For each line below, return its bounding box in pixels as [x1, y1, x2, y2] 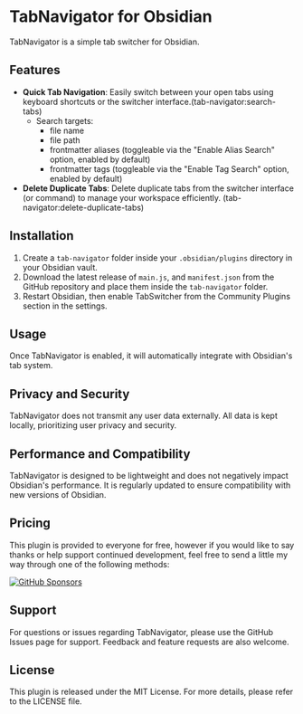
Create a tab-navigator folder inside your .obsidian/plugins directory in [22, 252, 293, 263]
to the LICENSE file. [9, 696, 83, 707]
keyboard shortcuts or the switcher [22, 96, 154, 107]
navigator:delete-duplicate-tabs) [22, 202, 145, 213]
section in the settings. [22, 300, 108, 311]
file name [49, 125, 85, 136]
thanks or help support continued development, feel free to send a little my [9, 549, 289, 560]
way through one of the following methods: [9, 558, 170, 569]
